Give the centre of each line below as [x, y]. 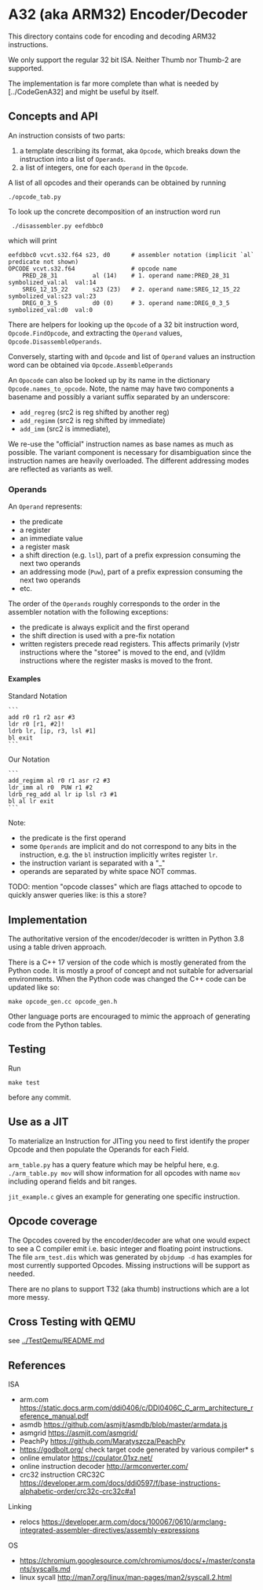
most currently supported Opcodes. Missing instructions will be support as [129, 1265]
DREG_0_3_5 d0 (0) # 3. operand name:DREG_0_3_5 [126, 303]
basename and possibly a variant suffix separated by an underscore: [119, 397]
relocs [30, 1522]
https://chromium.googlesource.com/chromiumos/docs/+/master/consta [137, 1561]
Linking [20, 1507]
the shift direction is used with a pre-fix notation [97, 636]
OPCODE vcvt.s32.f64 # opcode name [93, 269]
